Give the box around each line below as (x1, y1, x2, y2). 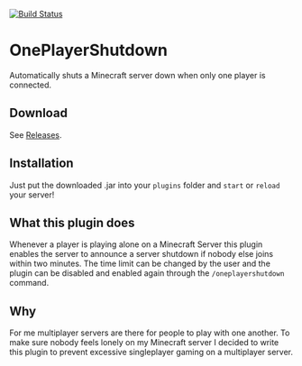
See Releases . (9, 129, 62, 140)
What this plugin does (9, 215, 135, 230)
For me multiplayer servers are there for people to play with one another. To (9, 327, 290, 338)
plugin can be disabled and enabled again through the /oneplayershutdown (9, 268, 285, 279)
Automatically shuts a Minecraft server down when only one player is (9, 69, 266, 80)
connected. (9, 79, 52, 90)
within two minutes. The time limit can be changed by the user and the (9, 258, 270, 270)
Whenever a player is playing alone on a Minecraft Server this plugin (9, 239, 263, 250)
